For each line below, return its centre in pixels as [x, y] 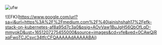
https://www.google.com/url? [48, 17]
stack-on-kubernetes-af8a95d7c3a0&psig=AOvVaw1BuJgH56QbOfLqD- [78, 27]
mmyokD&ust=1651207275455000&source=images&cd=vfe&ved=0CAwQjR [81, 32]
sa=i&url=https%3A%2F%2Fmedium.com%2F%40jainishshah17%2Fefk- [79, 22]
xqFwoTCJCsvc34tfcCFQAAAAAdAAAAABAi [50, 37]
